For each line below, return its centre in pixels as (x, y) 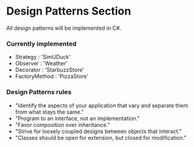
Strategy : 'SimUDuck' (43, 57)
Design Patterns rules (39, 92)
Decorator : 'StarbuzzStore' (50, 70)
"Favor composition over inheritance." (63, 125)
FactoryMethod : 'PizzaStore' (52, 77)
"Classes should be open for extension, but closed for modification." (101, 137)
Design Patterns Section (69, 11)
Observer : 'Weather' (41, 63)
